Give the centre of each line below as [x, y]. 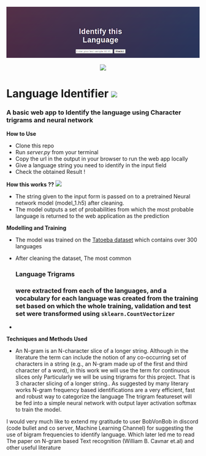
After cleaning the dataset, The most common [73, 258]
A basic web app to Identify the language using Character [94, 112]
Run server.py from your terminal [57, 152]
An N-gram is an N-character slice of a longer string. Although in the [102, 351]
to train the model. [38, 410]
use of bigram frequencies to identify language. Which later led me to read [101, 434]
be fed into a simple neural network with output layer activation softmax [106, 403]
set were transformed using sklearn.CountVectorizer [95, 313]
